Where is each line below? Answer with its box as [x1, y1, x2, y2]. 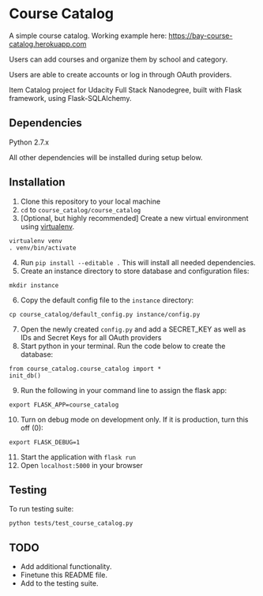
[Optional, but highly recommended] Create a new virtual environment [20, 213, 249, 223]
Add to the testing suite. [20, 579, 99, 588]
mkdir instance [9, 281, 59, 289]
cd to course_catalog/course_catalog [20, 204, 141, 214]
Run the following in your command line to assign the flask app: [20, 385, 227, 395]
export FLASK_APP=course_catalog [9, 400, 119, 409]
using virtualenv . [20, 222, 75, 231]
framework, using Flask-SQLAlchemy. [9, 93, 132, 103]
